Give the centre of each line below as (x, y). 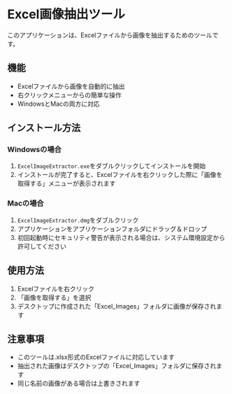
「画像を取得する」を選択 (54, 297)
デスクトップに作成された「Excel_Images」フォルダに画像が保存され (117, 306)
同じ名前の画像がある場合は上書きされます (79, 384)
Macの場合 (26, 204)
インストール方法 (44, 128)
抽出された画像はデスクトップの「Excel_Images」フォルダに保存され (117, 366)
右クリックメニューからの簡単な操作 (70, 94)
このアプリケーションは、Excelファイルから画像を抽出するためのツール (110, 35)
